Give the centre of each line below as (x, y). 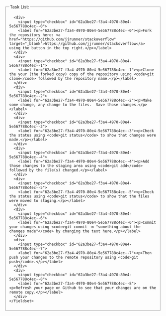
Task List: (19, 7)
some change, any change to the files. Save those (64, 105)
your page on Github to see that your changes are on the (95, 288)
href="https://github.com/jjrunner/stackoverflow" (63, 39)
